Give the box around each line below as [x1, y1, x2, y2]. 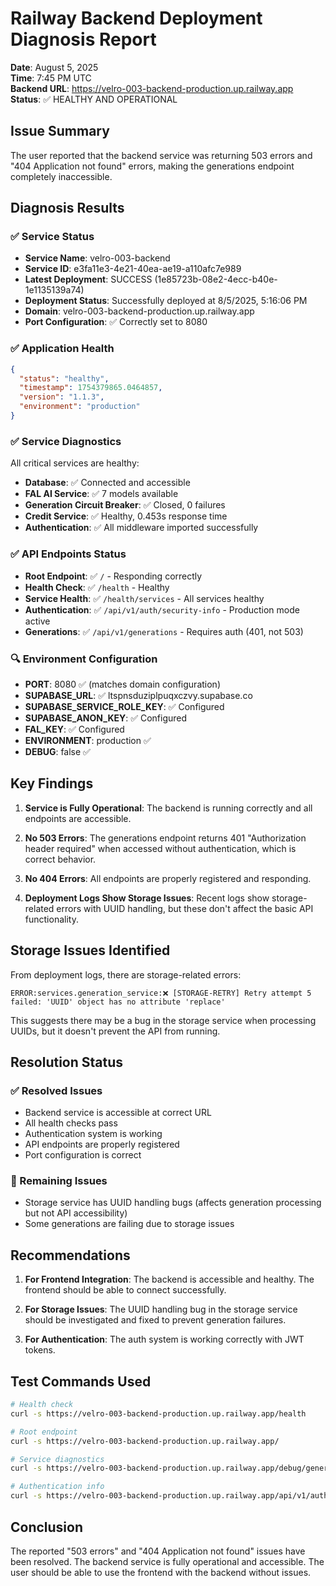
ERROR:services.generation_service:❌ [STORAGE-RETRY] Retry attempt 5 [10, 988, 312, 998]
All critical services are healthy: [10, 457, 140, 469]
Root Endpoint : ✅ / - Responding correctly [24, 570, 203, 582]
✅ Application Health [10, 342, 115, 356]
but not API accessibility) [24, 1207, 128, 1219]
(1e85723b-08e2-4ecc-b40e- [154, 273, 278, 286]
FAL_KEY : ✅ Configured [24, 723, 125, 735]
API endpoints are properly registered [24, 1138, 180, 1151]
